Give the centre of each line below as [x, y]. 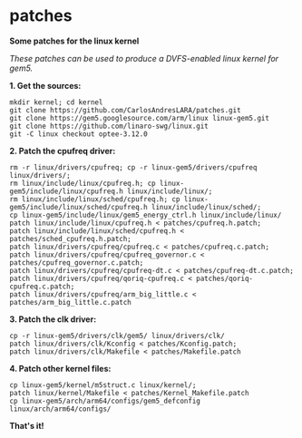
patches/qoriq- [225, 278]
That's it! [27, 425]
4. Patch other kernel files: [60, 368]
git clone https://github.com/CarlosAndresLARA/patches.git [126, 110]
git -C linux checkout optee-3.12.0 [78, 134]
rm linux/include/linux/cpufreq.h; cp [83, 183]
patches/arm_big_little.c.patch [70, 302]
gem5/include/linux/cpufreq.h [67, 191]
